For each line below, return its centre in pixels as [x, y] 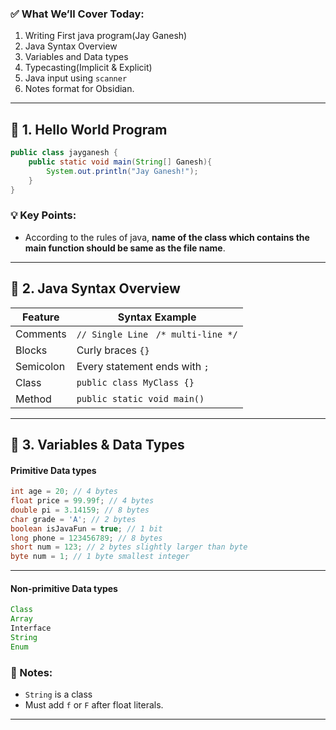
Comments [41, 334]
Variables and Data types [76, 57]
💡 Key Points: [43, 215]
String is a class [58, 694]
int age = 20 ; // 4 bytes [64, 492]
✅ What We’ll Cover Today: [77, 14]
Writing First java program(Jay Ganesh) [106, 36]
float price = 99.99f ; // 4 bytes [82, 501]
